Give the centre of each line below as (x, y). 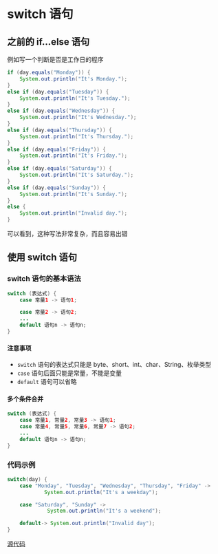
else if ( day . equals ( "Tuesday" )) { (58, 92)
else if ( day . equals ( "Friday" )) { (57, 149)
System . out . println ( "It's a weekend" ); (104, 511)
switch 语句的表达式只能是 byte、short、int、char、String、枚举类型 (114, 365)
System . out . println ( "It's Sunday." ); (74, 194)
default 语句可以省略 (47, 382)
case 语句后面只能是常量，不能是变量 (69, 373)
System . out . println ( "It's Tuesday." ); (75, 98)
